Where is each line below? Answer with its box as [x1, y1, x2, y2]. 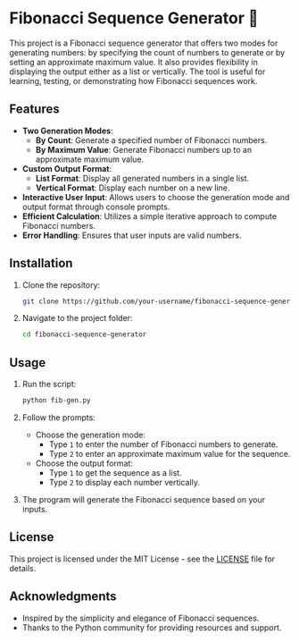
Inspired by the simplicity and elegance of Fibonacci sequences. [21, 612, 260, 623]
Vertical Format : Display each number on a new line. [35, 182, 230, 193]
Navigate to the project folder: [21, 313, 133, 324]
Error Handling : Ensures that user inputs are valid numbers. [21, 230, 242, 241]
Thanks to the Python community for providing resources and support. [21, 621, 282, 633]
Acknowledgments [9, 589, 118, 604]
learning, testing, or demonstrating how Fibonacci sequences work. [9, 75, 258, 86]
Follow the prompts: [21, 412, 96, 423]
